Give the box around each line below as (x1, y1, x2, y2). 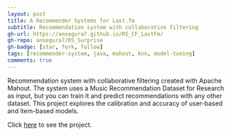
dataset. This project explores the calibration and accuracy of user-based (7, 99, 223, 108)
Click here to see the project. (7, 120, 92, 129)
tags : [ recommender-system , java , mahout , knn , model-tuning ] (7, 51, 195, 58)
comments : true (7, 57, 53, 64)
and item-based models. (7, 106, 80, 115)
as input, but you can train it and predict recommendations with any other (7, 91, 222, 100)
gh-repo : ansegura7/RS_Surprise (7, 37, 103, 44)
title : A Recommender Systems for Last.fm (7, 17, 135, 24)
